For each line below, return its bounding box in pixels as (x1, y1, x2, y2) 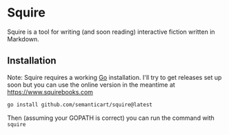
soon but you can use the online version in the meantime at (7, 81, 176, 89)
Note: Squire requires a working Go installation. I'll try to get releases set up (7, 73, 222, 81)
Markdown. (7, 34, 39, 43)
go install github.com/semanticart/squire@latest (7, 101, 153, 108)
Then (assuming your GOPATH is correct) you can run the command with (7, 114, 215, 122)
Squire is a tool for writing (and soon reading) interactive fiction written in (7, 28, 215, 36)
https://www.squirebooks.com (7, 87, 93, 96)
